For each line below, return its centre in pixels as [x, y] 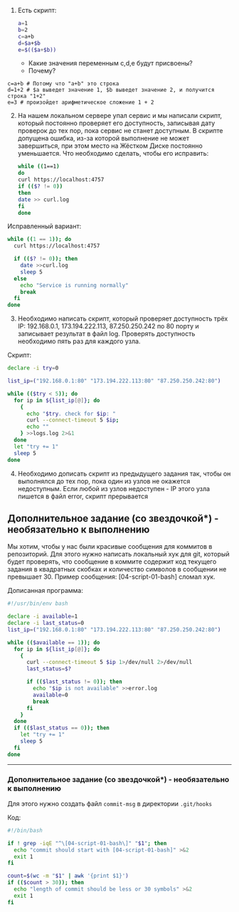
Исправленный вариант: [44, 226]
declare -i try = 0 [33, 368]
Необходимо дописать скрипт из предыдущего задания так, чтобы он [124, 473]
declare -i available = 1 [43, 617]
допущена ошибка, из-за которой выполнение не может [103, 139]
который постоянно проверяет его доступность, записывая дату [116, 123]
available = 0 [51, 695]
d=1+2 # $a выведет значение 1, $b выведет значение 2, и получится [111, 90]
